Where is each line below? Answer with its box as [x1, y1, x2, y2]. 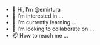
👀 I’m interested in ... [12, 12, 64, 19]
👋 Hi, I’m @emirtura [12, 6, 61, 13]
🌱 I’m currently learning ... [12, 19, 77, 26]
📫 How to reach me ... [12, 32, 68, 39]
